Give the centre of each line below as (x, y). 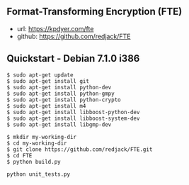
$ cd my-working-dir (37, 143)
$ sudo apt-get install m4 (46, 106)
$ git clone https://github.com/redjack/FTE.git (80, 149)
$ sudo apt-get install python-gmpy (61, 94)
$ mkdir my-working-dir (42, 137)
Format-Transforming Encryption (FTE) (94, 12)
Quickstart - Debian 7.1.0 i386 (73, 58)
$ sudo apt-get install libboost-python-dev (73, 112)
